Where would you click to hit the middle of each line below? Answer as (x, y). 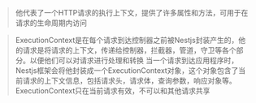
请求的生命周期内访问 (51, 23)
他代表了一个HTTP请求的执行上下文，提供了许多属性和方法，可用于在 (132, 13)
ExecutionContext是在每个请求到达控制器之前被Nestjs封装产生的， (127, 40)
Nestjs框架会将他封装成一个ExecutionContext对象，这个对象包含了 (127, 71)
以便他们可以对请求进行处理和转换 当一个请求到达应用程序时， (134, 60)
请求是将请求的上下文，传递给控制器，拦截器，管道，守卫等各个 (129, 50)
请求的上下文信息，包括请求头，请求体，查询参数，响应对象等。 (129, 81)
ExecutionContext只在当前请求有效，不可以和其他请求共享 (113, 91)
